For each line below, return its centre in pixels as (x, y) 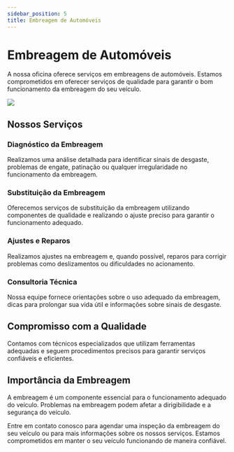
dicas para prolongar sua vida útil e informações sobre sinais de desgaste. (115, 305)
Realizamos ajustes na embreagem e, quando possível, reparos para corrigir (117, 256)
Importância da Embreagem (69, 380)
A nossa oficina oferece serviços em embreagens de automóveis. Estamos (115, 74)
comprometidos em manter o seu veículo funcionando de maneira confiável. (117, 440)
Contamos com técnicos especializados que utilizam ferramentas (101, 343)
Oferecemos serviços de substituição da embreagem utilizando (98, 208)
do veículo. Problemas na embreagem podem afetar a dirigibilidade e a (109, 404)
